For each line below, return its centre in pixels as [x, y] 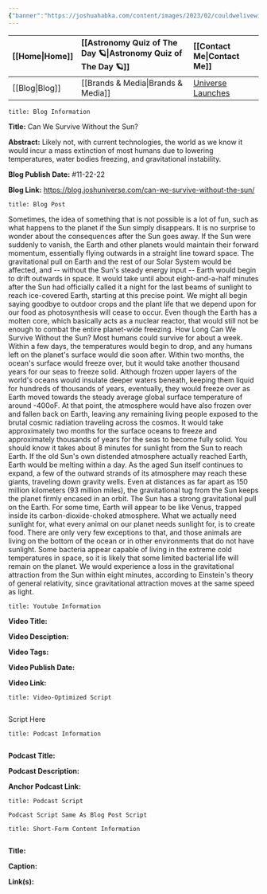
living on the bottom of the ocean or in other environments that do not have [131, 541]
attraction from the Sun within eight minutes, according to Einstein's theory [131, 574]
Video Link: [27, 683]
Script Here [27, 719]
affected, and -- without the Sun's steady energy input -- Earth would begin [132, 270]
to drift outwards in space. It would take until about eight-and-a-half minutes [133, 278]
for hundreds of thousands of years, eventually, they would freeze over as [129, 388]
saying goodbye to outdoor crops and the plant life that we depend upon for [132, 304]
